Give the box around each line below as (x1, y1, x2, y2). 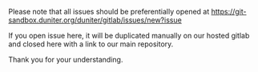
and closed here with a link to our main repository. (8, 39, 174, 49)
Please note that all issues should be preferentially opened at (8, 7, 210, 16)
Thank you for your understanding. (8, 55, 123, 64)
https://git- (211, 7, 247, 16)
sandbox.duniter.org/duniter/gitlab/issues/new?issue (8, 15, 182, 25)
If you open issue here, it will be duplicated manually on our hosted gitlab (8, 31, 250, 40)
